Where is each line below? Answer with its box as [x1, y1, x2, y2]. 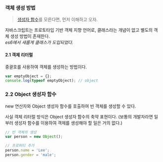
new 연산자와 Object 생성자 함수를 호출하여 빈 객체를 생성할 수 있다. [5, 103, 136, 109]
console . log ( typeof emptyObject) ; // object [5, 78, 98, 83]
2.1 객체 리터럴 [5, 52, 33, 57]
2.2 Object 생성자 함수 [5, 91, 57, 98]
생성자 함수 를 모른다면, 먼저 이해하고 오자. [17, 16, 98, 23]
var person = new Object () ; [5, 134, 63, 139]
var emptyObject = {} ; [5, 73, 52, 79]
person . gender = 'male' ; [5, 153, 56, 158]
